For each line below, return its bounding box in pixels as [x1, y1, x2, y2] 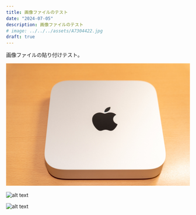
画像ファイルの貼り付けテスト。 [6, 51, 83, 58]
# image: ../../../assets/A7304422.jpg [6, 28, 103, 34]
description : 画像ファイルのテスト [6, 22, 83, 27]
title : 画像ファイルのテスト [6, 9, 68, 15]
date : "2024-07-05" [6, 15, 54, 22]
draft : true [6, 34, 35, 40]
